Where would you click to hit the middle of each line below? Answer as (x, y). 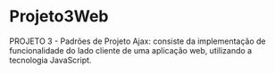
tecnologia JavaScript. (50, 60)
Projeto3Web (59, 16)
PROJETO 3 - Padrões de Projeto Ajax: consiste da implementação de (137, 41)
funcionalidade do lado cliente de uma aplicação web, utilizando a (131, 50)
